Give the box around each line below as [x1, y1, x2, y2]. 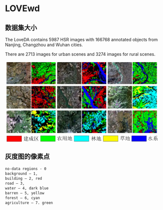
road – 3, [5, 181, 25, 186]
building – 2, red [5, 176, 42, 181]
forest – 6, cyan [5, 195, 40, 200]
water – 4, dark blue [5, 186, 49, 191]
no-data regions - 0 [5, 166, 47, 171]
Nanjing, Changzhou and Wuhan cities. [5, 42, 83, 48]
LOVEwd [5, 3, 40, 14]
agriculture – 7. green [5, 200, 53, 205]
